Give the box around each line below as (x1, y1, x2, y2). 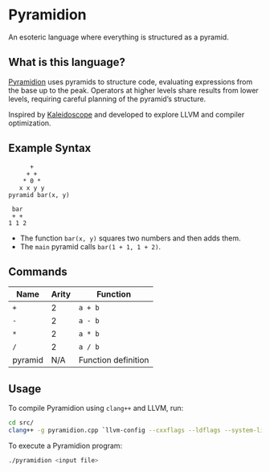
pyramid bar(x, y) (8, 191, 70, 199)
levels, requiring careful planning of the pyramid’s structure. (8, 94, 207, 104)
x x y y (18, 183, 45, 192)
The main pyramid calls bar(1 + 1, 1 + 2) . (19, 241, 162, 251)
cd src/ (8, 419, 35, 427)
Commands (8, 265, 68, 278)
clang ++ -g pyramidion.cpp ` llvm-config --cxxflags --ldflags (8, 426, 221, 435)
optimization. (8, 118, 51, 128)
